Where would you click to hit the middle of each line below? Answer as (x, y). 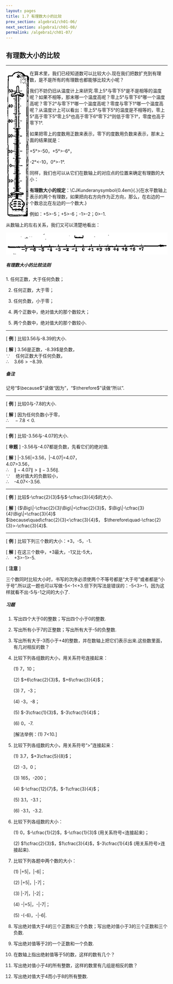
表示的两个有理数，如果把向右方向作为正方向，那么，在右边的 (95, 196)
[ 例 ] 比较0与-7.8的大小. (31, 404)
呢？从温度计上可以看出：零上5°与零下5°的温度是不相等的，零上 (97, 110)
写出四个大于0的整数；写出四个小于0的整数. (60, 618)
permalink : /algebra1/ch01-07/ (39, 33)
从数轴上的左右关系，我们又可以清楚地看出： (53, 225)
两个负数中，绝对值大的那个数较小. (50, 323)
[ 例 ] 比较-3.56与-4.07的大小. (37, 436)
